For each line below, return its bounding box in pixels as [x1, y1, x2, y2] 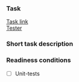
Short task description [6, 39, 74, 48]
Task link [6, 18, 28, 26]
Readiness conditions [6, 56, 71, 64]
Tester [6, 24, 22, 32]
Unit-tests [14, 70, 40, 77]
